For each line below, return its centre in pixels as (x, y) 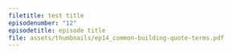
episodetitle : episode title (57, 30)
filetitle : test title (46, 15)
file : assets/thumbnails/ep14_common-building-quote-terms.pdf (116, 38)
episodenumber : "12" (43, 23)
